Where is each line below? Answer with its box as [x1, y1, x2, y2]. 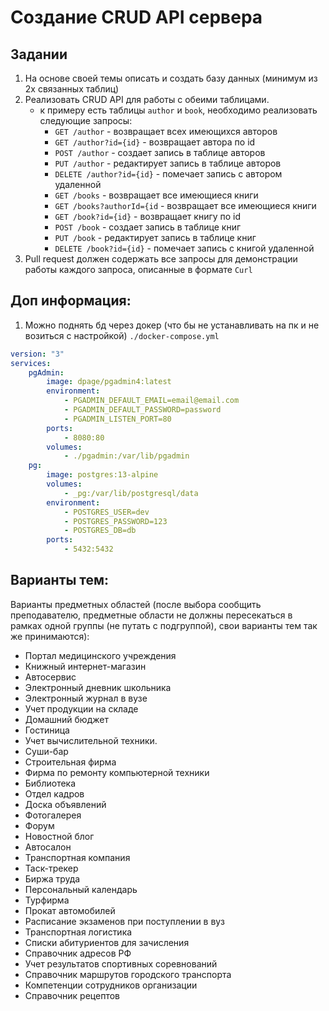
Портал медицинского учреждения [24, 649, 177, 661]
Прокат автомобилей [24, 904, 116, 916]
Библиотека [24, 777, 77, 789]
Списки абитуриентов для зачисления [24, 936, 190, 948]
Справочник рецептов [24, 989, 120, 1001]
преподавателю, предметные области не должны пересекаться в [10, 609, 293, 621]
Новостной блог [24, 830, 95, 842]
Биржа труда [24, 872, 81, 885]
